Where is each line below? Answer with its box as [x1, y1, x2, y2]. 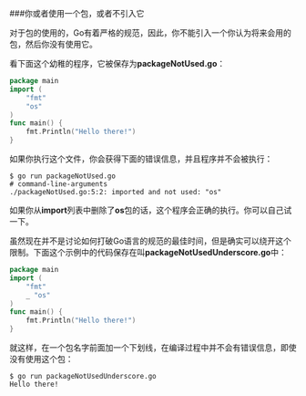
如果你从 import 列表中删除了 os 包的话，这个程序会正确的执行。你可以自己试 [9, 204, 292, 215]
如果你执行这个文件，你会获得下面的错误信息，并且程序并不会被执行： [9, 153, 273, 164]
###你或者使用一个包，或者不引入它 [9, 8, 145, 18]
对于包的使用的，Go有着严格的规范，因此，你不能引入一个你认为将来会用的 [9, 27, 291, 38]
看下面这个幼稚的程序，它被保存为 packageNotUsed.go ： [9, 58, 226, 68]
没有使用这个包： [9, 354, 74, 364]
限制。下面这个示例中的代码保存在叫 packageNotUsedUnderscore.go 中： [9, 247, 287, 257]
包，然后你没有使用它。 [9, 39, 97, 49]
